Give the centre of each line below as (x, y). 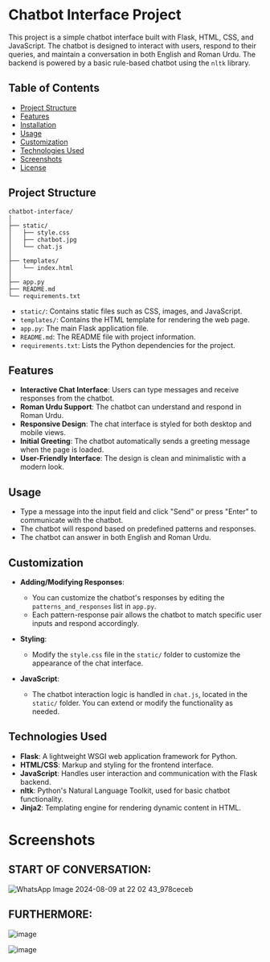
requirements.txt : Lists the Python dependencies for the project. (127, 345)
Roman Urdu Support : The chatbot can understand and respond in (131, 407)
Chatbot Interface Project (95, 15)
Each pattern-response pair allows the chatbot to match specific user (147, 615)
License (33, 168)
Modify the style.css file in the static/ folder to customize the (136, 655)
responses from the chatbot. (67, 398)
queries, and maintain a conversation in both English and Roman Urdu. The (132, 54)
